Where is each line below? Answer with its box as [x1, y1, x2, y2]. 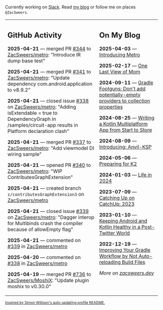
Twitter [99, 229, 115, 236]
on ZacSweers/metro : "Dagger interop [7, 213, 95, 220]
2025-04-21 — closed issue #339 [7, 208, 89, 214]
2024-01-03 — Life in [99, 171, 152, 178]
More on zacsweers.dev [99, 269, 154, 276]
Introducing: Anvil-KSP [99, 143, 152, 150]
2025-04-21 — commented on [7, 237, 81, 244]
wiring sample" [7, 150, 42, 157]
